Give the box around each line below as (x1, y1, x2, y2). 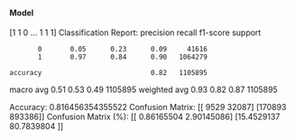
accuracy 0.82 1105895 (9, 69, 207, 78)
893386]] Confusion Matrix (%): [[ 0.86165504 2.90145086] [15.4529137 (9, 111, 281, 122)
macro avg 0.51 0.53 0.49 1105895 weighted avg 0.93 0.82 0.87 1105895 (9, 84, 278, 95)
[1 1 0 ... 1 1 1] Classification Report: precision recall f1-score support (9, 27, 262, 38)
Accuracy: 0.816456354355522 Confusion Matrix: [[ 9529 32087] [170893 (9, 102, 287, 113)
